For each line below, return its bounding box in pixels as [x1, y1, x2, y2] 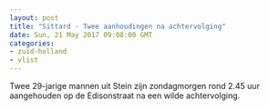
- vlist [9, 55, 39, 65]
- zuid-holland [9, 47, 67, 56]
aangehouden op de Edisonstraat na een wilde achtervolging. [9, 90, 241, 101]
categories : [9, 38, 55, 48]
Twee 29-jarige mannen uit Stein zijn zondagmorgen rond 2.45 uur [9, 81, 260, 91]
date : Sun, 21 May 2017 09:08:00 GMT [9, 30, 153, 39]
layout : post [9, 13, 59, 23]
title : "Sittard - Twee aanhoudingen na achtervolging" [9, 22, 226, 31]
